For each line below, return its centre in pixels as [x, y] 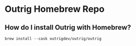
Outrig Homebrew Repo [55, 9]
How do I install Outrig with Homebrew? [68, 27]
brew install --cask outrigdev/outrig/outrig [53, 39]
